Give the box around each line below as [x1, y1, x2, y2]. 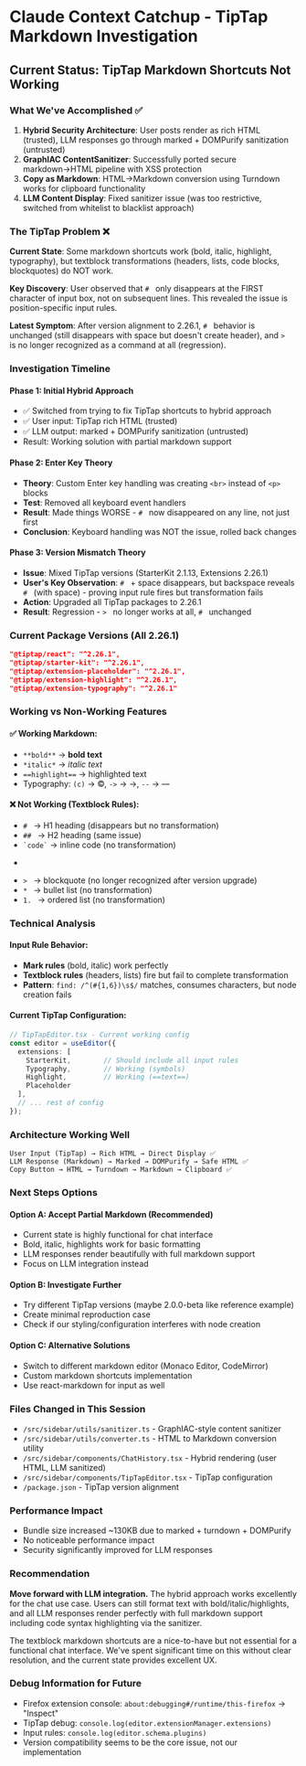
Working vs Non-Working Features [9, 706, 167, 718]
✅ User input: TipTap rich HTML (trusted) [22, 416, 178, 427]
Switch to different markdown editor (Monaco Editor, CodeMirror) [22, 1360, 269, 1371]
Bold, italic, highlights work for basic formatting [22, 1239, 201, 1250]
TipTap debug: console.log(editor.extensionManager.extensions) [22, 1717, 272, 1729]
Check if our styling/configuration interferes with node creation [22, 1319, 261, 1330]
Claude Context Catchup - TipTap [9, 6, 269, 27]
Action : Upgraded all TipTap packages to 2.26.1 [22, 596, 202, 607]
